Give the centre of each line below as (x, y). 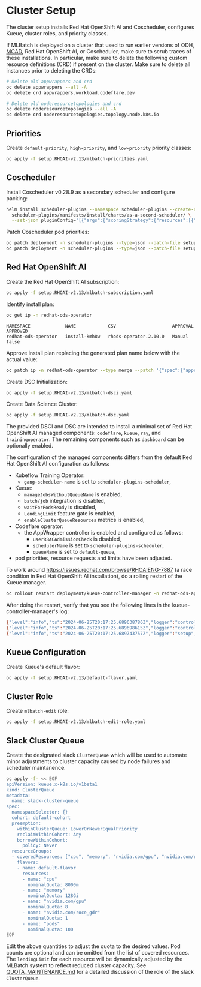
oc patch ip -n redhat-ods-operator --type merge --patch (80, 370)
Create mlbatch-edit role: (37, 711)
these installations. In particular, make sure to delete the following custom (97, 58)
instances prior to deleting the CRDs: (51, 70)
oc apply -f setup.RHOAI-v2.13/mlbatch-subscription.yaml (80, 292)
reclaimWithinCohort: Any (49, 835)
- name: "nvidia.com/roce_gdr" (61, 913)
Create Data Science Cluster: (42, 404)
